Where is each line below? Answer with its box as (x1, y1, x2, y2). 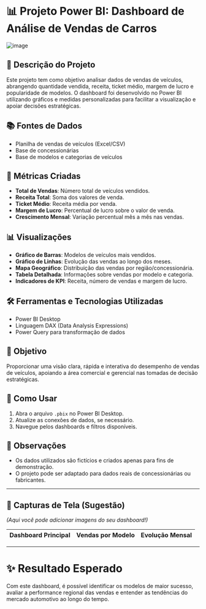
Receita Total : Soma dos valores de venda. (15, 194, 124, 201)
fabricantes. (15, 476, 46, 484)
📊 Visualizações (6, 232, 72, 242)
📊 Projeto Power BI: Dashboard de (6, 4, 185, 18)
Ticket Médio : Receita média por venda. (15, 200, 118, 208)
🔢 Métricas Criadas (6, 171, 81, 181)
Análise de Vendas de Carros (6, 22, 158, 36)
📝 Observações (6, 441, 66, 451)
